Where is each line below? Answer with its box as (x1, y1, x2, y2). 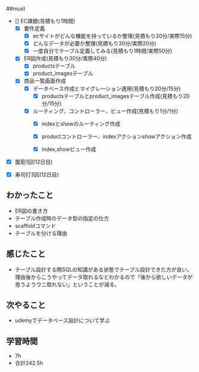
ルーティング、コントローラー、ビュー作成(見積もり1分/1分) (32, 107, 179, 114)
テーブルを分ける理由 (14, 230, 68, 237)
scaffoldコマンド (14, 222, 56, 229)
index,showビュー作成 (41, 145, 97, 153)
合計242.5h (14, 359, 44, 367)
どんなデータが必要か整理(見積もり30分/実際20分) (32, 40, 157, 47)
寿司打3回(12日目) (14, 170, 59, 178)
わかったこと (6, 190, 54, 200)
